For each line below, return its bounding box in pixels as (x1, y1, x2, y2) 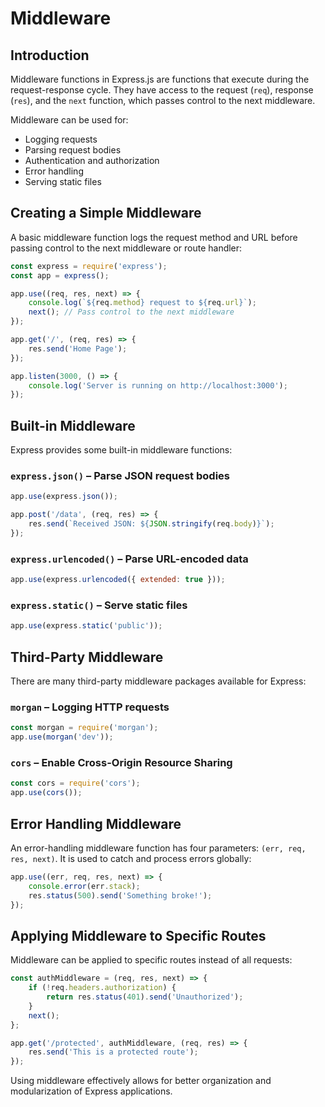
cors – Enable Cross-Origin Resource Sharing (10, 756, 233, 770)
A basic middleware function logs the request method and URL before (10, 231, 298, 243)
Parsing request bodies (24, 144, 122, 156)
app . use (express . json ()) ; (10, 492, 118, 502)
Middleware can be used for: (10, 114, 129, 126)
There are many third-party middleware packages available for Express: (10, 675, 307, 687)
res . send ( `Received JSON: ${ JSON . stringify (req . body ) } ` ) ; (28, 519, 275, 529)
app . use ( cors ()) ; (10, 788, 83, 798)
